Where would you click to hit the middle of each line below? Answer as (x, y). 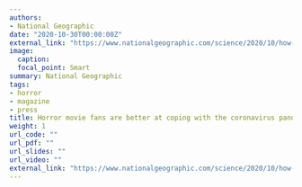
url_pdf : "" (31, 143)
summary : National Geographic (66, 76)
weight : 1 (28, 127)
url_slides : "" (38, 151)
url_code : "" (34, 135)
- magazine (30, 101)
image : (22, 51)
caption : (34, 59)
